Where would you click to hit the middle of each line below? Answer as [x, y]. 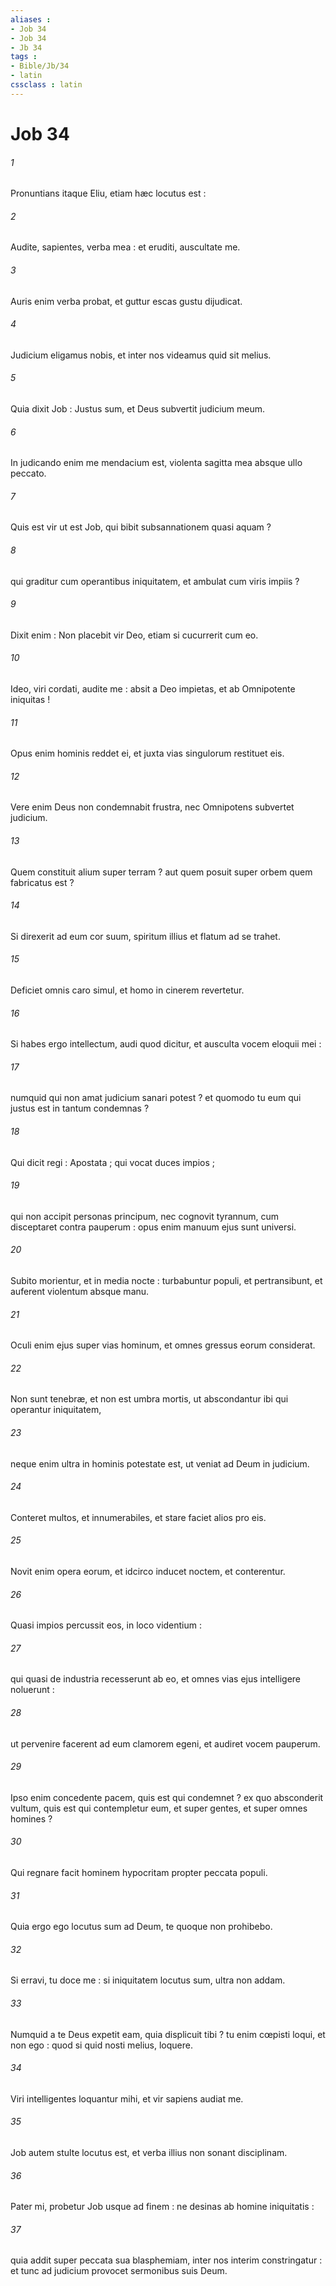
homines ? [31, 1818]
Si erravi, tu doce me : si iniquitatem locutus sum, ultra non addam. [148, 1980]
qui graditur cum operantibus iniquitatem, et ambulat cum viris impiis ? [155, 581]
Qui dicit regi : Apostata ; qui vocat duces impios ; [112, 1162]
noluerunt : [32, 1690]
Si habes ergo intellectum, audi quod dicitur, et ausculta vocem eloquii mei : [166, 1044]
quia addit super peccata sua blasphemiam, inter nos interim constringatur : [166, 2260]
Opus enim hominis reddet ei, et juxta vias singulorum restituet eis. [147, 753]
